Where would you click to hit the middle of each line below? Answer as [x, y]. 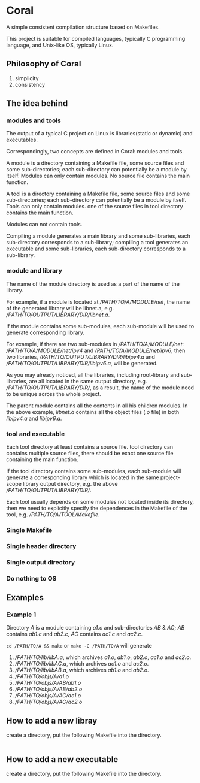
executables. [22, 140]
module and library [34, 271]
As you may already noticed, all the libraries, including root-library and [93, 374]
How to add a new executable [62, 759]
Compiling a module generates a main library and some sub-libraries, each [98, 236]
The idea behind [37, 103]
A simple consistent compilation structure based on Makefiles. [83, 27]
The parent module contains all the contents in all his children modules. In [97, 406]
